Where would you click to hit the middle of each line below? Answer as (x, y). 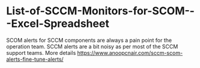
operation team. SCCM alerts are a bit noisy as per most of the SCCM (92, 47)
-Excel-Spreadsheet (58, 24)
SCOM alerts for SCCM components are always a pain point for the (89, 40)
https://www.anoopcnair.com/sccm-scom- (130, 52)
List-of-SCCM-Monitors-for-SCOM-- (101, 11)
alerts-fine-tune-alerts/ (35, 59)
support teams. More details (41, 52)
